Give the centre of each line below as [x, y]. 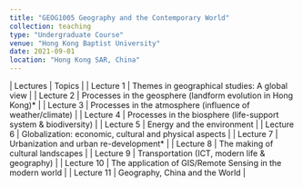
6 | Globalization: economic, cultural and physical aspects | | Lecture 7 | [144, 134]
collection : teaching [50, 26]
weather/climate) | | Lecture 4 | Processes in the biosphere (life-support [144, 115]
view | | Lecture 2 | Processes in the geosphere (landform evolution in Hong [151, 95]
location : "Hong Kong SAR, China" [75, 60]
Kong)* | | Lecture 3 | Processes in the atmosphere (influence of [130, 105]
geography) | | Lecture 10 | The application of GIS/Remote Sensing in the [146, 163]
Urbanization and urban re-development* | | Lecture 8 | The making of [141, 143]
